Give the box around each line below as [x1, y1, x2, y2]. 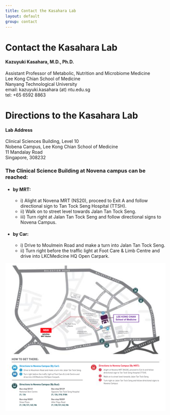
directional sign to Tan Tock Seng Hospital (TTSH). [20, 203, 127, 209]
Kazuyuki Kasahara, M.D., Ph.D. [5, 59, 74, 65]
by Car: [12, 231, 29, 237]
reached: [5, 174, 28, 181]
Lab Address [5, 127, 33, 133]
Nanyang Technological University [5, 81, 77, 87]
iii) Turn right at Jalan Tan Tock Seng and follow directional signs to [20, 214, 161, 220]
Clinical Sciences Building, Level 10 [5, 138, 79, 144]
